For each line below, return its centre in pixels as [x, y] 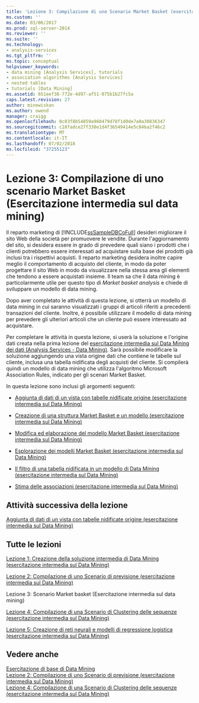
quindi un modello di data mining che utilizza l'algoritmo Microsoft [86, 369]
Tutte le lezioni [34, 544]
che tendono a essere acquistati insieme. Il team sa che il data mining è [93, 276]
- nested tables [26, 83]
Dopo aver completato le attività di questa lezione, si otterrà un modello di [96, 301]
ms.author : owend [28, 111]
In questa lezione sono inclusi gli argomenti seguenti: [71, 386]
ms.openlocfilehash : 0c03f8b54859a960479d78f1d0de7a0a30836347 [86, 122]
